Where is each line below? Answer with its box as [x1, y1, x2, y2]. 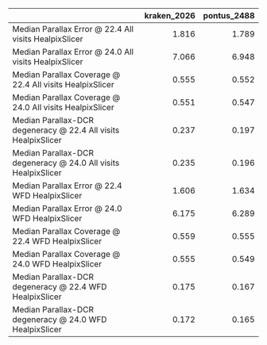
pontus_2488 [203, 10, 255, 21]
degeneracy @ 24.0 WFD [12, 314, 107, 324]
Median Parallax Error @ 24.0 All [12, 47, 133, 57]
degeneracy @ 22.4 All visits [12, 125, 120, 136]
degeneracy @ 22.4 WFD [12, 282, 107, 292]
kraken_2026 [144, 10, 196, 21]
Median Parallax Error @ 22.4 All [12, 24, 133, 34]
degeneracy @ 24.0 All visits [12, 158, 120, 168]
